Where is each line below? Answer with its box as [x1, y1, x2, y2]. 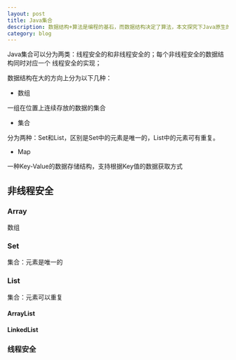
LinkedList [7, 325, 39, 334]
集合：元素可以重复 [7, 292, 63, 301]
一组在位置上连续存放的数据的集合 [7, 103, 106, 112]
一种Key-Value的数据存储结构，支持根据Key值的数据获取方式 [7, 162, 183, 171]
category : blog [7, 30, 52, 37]
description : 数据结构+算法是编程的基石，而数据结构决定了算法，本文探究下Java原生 [7, 23, 226, 30]
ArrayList [7, 309, 35, 318]
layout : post [7, 10, 46, 18]
